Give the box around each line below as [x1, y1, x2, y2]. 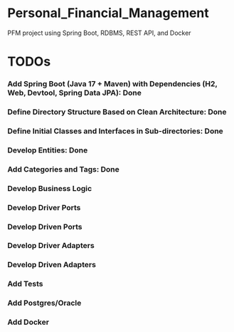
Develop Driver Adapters [7, 241, 95, 251]
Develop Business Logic [7, 183, 92, 193]
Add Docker [7, 317, 50, 327]
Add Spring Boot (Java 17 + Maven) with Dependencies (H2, [7, 79, 218, 89]
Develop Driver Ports [7, 202, 81, 212]
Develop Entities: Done [7, 145, 88, 155]
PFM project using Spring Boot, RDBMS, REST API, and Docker [7, 28, 191, 37]
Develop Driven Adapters [7, 260, 96, 270]
